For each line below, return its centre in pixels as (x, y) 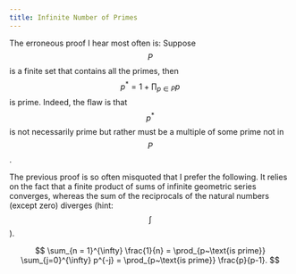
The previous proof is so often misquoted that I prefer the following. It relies (148, 177)
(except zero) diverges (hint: (61, 205)
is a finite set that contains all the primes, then (94, 71)
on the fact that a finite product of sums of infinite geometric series (133, 186)
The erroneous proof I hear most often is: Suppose (103, 43)
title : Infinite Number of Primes (74, 17)
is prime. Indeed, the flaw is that (68, 103)
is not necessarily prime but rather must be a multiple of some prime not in (147, 131)
